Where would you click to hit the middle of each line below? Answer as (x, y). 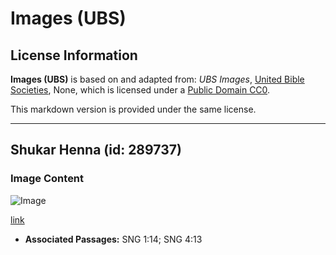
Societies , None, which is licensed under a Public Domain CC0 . (140, 90)
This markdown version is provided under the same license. (133, 109)
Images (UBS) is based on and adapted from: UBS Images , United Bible (157, 79)
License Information (74, 55)
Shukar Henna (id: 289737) (96, 150)
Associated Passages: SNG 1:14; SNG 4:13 (113, 239)
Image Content (47, 179)
